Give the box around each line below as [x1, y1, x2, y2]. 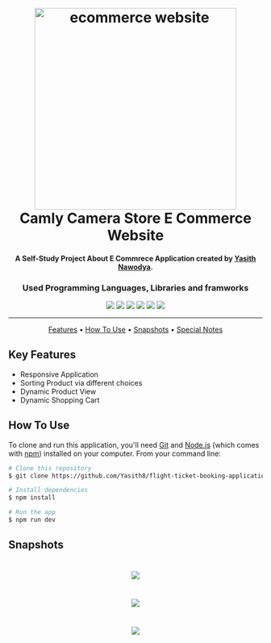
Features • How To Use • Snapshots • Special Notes [48, 325, 223, 335]
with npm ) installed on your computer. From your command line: [8, 449, 222, 458]
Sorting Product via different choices [19, 378, 143, 387]
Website [107, 227, 164, 244]
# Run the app [8, 508, 56, 516]
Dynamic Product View [19, 386, 97, 396]
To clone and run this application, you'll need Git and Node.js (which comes [8, 440, 260, 449]
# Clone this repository [8, 464, 92, 472]
